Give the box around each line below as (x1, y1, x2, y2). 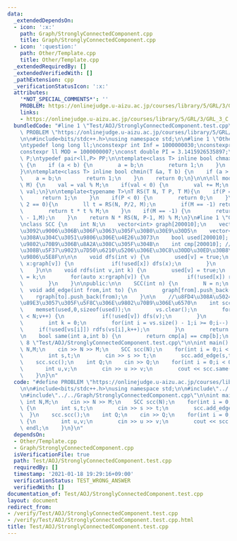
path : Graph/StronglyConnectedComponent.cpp (20, 30, 153, 37)
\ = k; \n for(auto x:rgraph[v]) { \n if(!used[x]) (20, 273, 226, 280)
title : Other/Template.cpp (20, 57, 99, 64)
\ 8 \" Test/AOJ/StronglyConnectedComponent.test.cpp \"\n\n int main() (20, 339, 229, 347)
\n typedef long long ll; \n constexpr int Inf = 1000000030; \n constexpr (20, 142, 232, 149)
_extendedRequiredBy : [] (13, 63, 87, 70)
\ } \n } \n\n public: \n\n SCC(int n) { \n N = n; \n (20, 280, 229, 287)
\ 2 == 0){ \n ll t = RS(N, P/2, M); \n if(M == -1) (20, 201, 217, 209)
